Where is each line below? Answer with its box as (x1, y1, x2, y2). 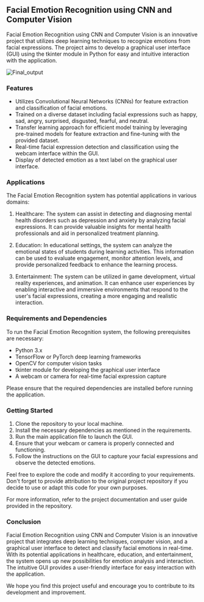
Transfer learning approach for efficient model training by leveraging (15, 124, 188, 131)
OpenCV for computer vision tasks (15, 359, 102, 366)
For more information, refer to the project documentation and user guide (6, 496, 188, 503)
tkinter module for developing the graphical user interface (15, 366, 160, 373)
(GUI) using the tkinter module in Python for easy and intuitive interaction (6, 50, 190, 58)
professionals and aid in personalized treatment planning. (15, 229, 160, 237)
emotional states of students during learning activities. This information (15, 248, 194, 256)
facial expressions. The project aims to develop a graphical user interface (6, 43, 191, 51)
